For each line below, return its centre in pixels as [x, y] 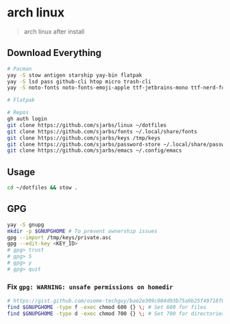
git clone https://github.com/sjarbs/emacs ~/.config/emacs [95, 151]
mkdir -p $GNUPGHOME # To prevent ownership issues [82, 231]
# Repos [18, 113]
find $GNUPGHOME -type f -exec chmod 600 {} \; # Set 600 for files [107, 307]
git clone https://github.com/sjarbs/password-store [84, 144]
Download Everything [54, 53]
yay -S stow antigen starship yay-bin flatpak [75, 75]
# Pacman [20, 69]
